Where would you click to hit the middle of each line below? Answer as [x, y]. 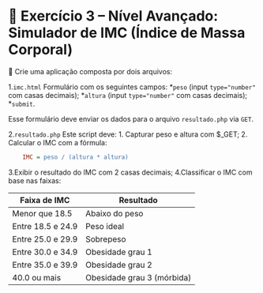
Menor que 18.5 [42, 213]
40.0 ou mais [37, 277]
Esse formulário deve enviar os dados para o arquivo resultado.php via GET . [131, 118]
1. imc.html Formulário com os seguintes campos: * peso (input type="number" [132, 87]
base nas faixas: [35, 180]
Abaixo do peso [115, 213]
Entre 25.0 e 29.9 [45, 239]
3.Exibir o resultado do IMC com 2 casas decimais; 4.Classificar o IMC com [130, 172]
